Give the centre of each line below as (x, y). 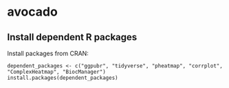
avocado (33, 12)
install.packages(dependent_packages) (63, 78)
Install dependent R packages (72, 37)
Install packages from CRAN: (48, 53)
